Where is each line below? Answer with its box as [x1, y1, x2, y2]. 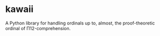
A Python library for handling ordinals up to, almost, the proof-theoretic [5, 20, 155, 26]
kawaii [5, 3, 34, 15]
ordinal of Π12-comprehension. [5, 25, 71, 31]
